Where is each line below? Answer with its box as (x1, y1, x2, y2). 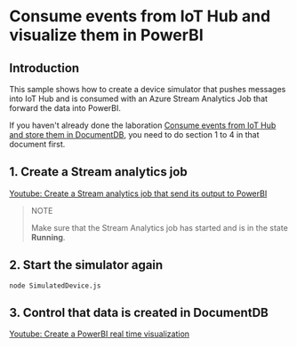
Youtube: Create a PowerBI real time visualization (9, 328, 189, 339)
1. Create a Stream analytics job (9, 164, 189, 179)
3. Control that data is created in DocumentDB (9, 305, 269, 320)
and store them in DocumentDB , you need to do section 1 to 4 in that (9, 130, 260, 139)
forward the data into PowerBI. (9, 103, 122, 113)
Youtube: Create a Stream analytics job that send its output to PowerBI (9, 188, 268, 199)
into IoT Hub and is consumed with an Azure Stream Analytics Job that (9, 93, 269, 104)
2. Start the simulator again (9, 257, 164, 272)
